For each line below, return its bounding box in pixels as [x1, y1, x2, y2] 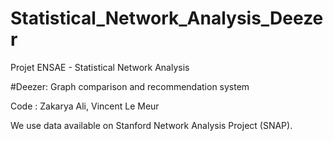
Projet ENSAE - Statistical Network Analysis [10, 61, 190, 73]
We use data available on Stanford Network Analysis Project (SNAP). [10, 119, 293, 131]
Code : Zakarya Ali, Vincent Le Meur [10, 100, 160, 112]
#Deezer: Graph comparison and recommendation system [10, 80, 250, 92]
